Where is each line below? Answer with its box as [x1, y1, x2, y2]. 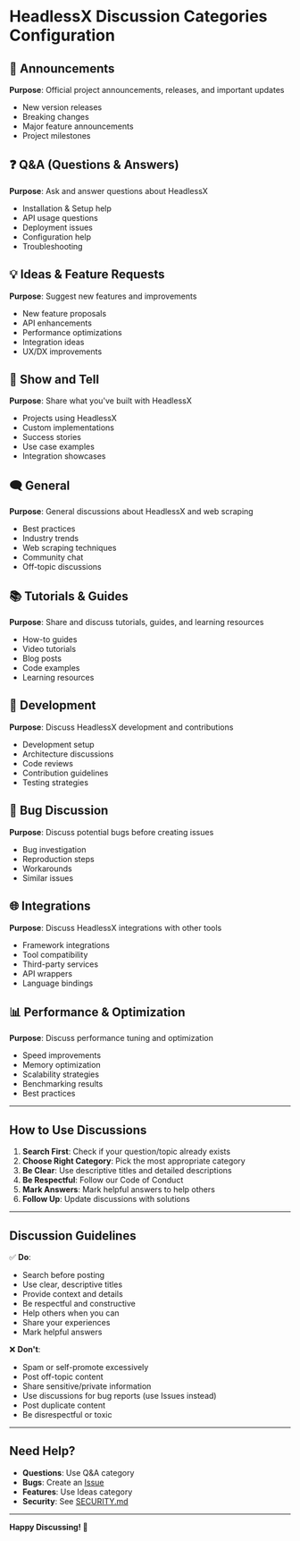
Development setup [21, 739, 96, 749]
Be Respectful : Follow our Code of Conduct [21, 1174, 184, 1186]
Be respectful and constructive [21, 1298, 136, 1308]
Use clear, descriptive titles [21, 1279, 123, 1290]
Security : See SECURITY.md [21, 1495, 129, 1506]
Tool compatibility [21, 949, 88, 960]
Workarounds [21, 863, 73, 874]
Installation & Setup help [21, 203, 112, 214]
